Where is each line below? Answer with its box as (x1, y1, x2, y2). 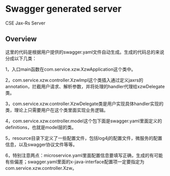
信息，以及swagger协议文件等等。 (5, 141, 78, 147)
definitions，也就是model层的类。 (5, 124, 77, 130)
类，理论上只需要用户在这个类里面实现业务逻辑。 (5, 107, 108, 113)
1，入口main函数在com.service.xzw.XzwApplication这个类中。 (5, 66, 136, 72)
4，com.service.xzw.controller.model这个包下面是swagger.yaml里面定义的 (5, 118, 162, 124)
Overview (5, 35, 37, 43)
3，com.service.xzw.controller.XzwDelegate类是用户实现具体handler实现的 (5, 100, 164, 107)
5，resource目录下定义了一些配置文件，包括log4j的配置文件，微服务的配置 (5, 135, 162, 141)
